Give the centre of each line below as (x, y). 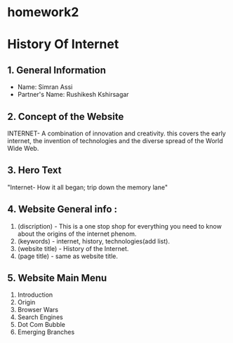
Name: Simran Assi (45, 87)
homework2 (43, 12)
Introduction (35, 295)
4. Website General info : (62, 209)
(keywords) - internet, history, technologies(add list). (94, 241)
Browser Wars (38, 310)
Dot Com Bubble (41, 325)
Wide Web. (23, 148)
